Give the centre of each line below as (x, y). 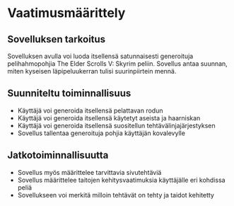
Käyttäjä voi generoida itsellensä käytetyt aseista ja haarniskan (109, 118)
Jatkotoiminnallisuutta (58, 155)
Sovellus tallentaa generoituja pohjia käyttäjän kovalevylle (101, 133)
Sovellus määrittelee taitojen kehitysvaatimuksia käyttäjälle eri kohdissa (121, 180)
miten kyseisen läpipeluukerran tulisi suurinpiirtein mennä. (92, 71)
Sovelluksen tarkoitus (57, 39)
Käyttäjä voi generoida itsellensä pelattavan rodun (90, 110)
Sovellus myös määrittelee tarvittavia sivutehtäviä (89, 172)
